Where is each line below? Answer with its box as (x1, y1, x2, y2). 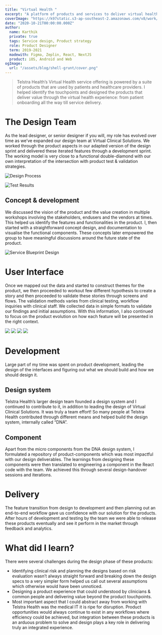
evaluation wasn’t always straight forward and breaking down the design (12, 573, 157, 579)
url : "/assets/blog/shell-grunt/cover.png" (9, 66, 98, 71)
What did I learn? (5, 542, 75, 554)
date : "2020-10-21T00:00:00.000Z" (5, 20, 75, 26)
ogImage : (5, 61, 23, 66)
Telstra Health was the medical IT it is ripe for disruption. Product (12, 604, 141, 610)
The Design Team (5, 117, 77, 127)
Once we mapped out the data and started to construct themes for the (5, 282, 145, 288)
